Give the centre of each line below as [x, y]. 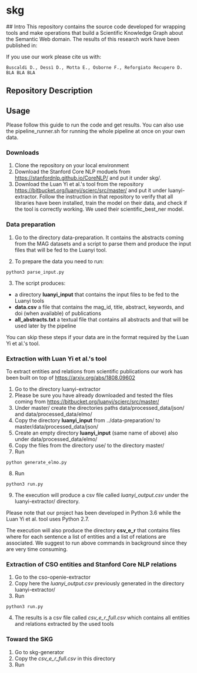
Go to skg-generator [39, 652]
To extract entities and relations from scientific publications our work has [94, 372]
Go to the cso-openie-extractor [53, 577]
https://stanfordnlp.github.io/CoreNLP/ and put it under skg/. [88, 178]
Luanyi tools [29, 300]
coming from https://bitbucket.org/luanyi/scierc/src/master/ [87, 402]
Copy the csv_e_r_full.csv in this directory [65, 658]
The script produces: [40, 283]
